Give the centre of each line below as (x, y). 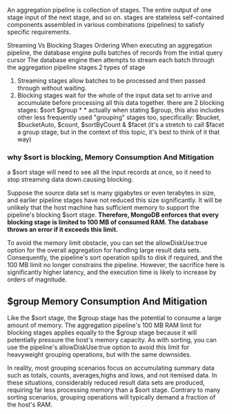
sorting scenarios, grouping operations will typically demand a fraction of (112, 397)
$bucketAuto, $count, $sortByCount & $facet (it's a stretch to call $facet (120, 125)
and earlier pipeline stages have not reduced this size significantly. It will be (115, 200)
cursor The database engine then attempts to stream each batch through (111, 60)
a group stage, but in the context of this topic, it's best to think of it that (118, 132)
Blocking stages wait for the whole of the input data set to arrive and (115, 95)
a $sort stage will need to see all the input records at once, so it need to (109, 172)
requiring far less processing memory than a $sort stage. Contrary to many (114, 390)
